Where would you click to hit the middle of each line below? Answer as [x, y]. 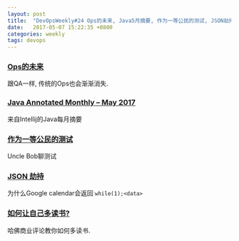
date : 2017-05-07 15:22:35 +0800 [60, 27]
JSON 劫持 [26, 176]
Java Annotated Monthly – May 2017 [71, 103]
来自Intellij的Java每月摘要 [45, 119]
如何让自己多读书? [39, 213]
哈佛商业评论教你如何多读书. [49, 230]
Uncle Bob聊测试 [32, 156]
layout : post [27, 14]
